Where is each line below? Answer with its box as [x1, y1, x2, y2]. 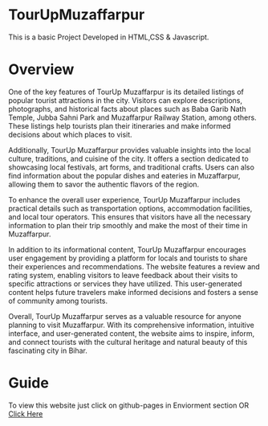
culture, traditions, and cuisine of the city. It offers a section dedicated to [8, 154, 249, 163]
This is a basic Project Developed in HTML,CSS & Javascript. [8, 32, 209, 42]
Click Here [8, 408, 43, 419]
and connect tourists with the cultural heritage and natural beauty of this [8, 337, 248, 346]
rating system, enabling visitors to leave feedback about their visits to [8, 270, 238, 280]
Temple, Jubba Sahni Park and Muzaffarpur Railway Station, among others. [8, 113, 257, 122]
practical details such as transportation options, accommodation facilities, [8, 203, 253, 213]
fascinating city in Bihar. [8, 346, 88, 355]
